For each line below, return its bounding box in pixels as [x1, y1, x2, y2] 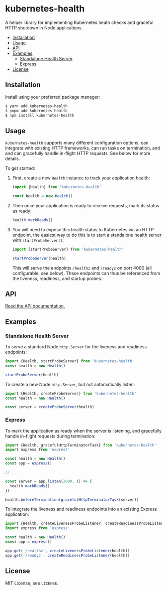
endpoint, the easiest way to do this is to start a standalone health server [12, 232, 162, 238]
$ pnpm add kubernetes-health [5, 108, 68, 113]
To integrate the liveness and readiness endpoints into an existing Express [5, 506, 157, 512]
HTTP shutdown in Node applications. [5, 24, 83, 30]
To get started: [5, 165, 36, 171]
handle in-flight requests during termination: [5, 433, 96, 439]
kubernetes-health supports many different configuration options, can [5, 140, 149, 146]
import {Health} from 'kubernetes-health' [12, 185, 102, 190]
